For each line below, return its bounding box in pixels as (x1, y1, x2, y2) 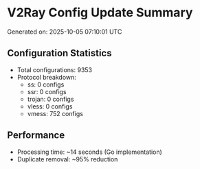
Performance (7, 129, 65, 142)
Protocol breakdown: (16, 73, 77, 81)
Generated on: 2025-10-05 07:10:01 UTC (7, 27, 122, 36)
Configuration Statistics (7, 47, 112, 59)
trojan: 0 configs (27, 95, 74, 103)
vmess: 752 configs (27, 109, 84, 117)
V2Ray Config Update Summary (7, 5, 193, 21)
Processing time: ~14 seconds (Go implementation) (16, 148, 163, 156)
